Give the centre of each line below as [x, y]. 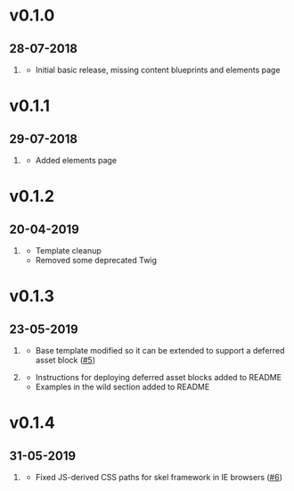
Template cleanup [69, 250]
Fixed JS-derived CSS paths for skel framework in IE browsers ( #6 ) [159, 477]
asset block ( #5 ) [65, 360]
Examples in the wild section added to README [122, 387]
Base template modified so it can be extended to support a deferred [160, 350]
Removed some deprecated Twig [96, 260]
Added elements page [76, 160]
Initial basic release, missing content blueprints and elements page [158, 70]
